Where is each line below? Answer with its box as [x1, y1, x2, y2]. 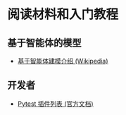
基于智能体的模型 [7, 37, 82, 49]
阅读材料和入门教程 [7, 6, 119, 23]
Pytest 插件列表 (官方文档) [17, 99, 94, 108]
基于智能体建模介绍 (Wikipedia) [17, 57, 108, 65]
